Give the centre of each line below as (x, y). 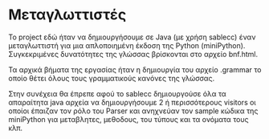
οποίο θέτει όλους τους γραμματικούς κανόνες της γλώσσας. (112, 78)
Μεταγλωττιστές (67, 15)
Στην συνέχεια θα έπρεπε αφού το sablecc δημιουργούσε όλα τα (117, 93)
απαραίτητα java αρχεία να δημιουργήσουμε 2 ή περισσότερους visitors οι (132, 102)
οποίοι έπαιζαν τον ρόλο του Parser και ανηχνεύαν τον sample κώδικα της (133, 111)
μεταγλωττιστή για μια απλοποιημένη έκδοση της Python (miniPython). (127, 45)
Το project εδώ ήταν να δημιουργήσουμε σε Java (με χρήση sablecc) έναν (132, 37)
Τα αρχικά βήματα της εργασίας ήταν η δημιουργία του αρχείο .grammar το (135, 69)
